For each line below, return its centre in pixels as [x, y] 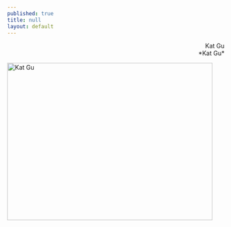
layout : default [30, 26]
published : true [30, 13]
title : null [24, 20]
